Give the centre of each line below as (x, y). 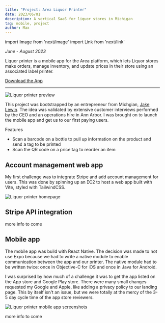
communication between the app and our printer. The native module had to (81, 262)
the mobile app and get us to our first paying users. (57, 120)
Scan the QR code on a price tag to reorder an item (64, 150)
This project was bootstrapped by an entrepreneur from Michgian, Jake (77, 105)
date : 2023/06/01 (23, 14)
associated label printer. (29, 71)
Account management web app (54, 165)
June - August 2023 (26, 52)
